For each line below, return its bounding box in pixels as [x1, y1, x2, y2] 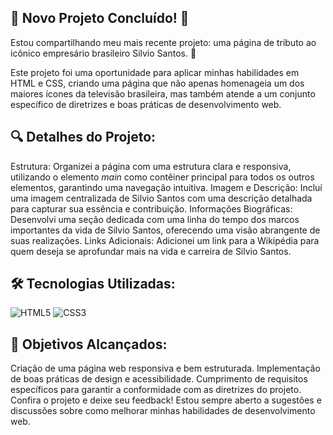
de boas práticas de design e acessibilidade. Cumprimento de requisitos [10, 373, 308, 385]
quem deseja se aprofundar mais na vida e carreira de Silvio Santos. [10, 245, 292, 257]
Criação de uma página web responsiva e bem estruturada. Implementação [10, 362, 321, 375]
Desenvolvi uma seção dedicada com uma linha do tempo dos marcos [10, 213, 300, 225]
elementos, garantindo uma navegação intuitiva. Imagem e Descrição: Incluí [10, 181, 323, 193]
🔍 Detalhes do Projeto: [10, 129, 157, 146]
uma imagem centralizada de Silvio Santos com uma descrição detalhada [10, 192, 313, 204]
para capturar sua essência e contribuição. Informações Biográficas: [10, 202, 293, 215]
